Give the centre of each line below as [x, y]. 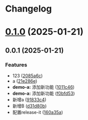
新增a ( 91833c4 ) [29, 100]
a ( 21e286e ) [25, 81]
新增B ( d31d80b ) [29, 106]
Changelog [28, 9]
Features [16, 65]
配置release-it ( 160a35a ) [38, 112]
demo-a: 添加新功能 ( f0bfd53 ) [43, 93]
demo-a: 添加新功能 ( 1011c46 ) [43, 87]
